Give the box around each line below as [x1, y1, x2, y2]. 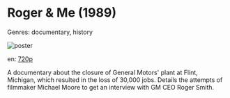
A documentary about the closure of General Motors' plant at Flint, [7, 68, 199, 76]
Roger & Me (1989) [7, 5, 117, 21]
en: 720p [7, 54, 33, 63]
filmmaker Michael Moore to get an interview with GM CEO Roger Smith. [7, 83, 215, 91]
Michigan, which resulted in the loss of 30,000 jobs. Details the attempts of [7, 75, 223, 84]
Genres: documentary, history [7, 28, 93, 36]
